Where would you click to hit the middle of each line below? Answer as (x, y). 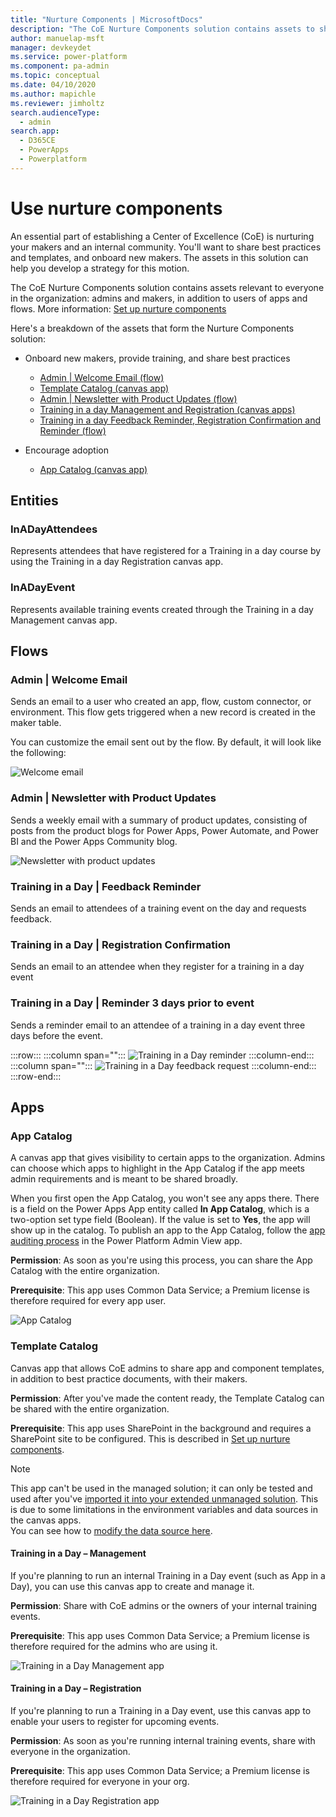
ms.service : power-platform (69, 57)
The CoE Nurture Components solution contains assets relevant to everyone (167, 287)
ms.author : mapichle (53, 94)
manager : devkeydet (51, 47)
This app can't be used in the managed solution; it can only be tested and (161, 1488)
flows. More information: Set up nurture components (118, 308)
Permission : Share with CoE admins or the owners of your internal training (164, 1605)
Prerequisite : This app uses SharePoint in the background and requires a (161, 1428)
